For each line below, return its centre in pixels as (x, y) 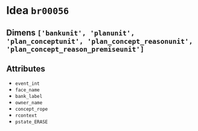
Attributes (26, 69)
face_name (27, 90)
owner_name (29, 103)
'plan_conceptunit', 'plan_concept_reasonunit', (100, 41)
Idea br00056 (38, 11)
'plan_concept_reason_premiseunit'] (75, 49)
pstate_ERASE (31, 122)
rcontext (26, 116)
